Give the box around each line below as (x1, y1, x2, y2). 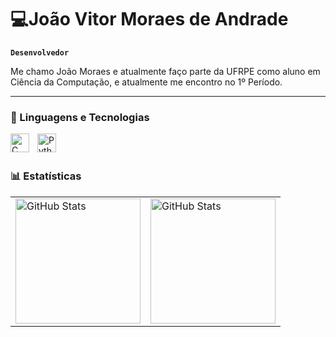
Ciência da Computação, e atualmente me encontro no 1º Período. (10, 76, 283, 88)
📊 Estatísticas (10, 169, 82, 183)
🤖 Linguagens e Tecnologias (10, 110, 150, 124)
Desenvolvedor (10, 47, 70, 58)
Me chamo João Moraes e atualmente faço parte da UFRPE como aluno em (10, 65, 321, 77)
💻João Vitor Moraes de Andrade (10, 8, 289, 31)
